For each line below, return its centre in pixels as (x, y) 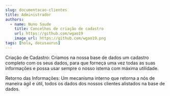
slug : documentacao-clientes (36, 10)
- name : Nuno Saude (31, 24)
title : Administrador (28, 15)
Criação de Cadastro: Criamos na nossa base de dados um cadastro (77, 57)
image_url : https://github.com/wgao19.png (60, 39)
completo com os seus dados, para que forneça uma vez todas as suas (80, 63)
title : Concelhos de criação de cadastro (59, 29)
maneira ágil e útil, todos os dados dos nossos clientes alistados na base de (85, 83)
